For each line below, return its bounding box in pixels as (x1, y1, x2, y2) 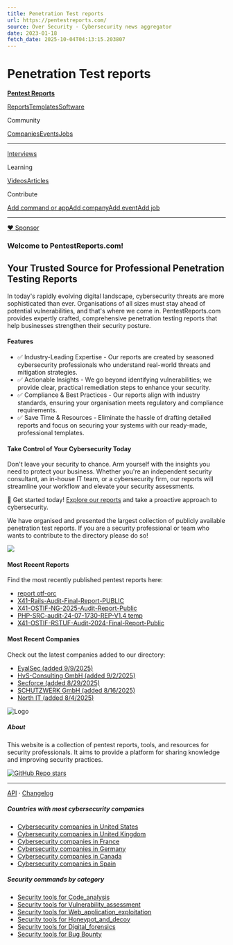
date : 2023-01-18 (7, 29, 58, 37)
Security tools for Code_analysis (17, 893, 110, 901)
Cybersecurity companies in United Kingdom (17, 829, 146, 838)
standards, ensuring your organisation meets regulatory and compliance (17, 398, 224, 407)
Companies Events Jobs (7, 130, 74, 138)
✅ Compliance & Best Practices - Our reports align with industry (17, 391, 200, 399)
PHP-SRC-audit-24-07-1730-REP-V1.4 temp (17, 611, 144, 620)
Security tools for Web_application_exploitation (17, 907, 152, 916)
